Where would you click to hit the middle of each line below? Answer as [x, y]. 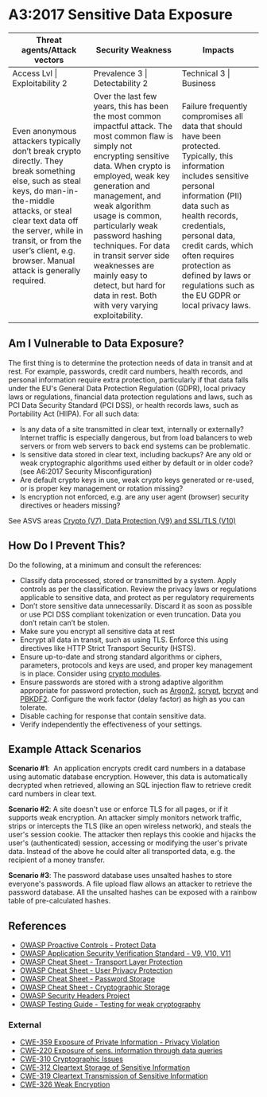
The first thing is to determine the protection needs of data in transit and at [130, 362]
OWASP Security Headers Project [75, 996]
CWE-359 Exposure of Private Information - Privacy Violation [120, 1042]
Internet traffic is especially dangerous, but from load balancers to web [136, 437]
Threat [48, 40]
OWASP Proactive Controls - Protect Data [88, 945]
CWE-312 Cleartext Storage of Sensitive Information [105, 1068]
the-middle [34, 201]
